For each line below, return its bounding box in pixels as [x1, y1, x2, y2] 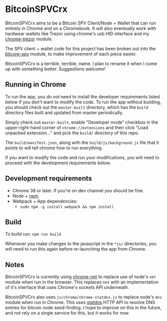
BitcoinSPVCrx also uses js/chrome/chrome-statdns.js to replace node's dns [5, 294, 162, 300]
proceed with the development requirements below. [5, 160, 111, 166]
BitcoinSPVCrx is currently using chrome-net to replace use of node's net [5, 274, 157, 280]
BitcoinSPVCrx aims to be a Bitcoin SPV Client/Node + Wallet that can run [5, 20, 156, 26]
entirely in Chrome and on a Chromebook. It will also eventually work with [5, 25, 156, 31]
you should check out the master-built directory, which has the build [5, 104, 149, 110]
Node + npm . [12, 193, 40, 199]
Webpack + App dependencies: [12, 198, 78, 204]
